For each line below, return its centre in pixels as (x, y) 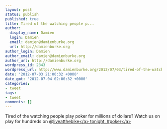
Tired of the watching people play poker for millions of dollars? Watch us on (83, 116)
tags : (11, 93)
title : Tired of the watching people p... (50, 24)
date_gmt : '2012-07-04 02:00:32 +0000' (46, 79)
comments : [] (19, 102)
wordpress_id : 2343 (25, 65)
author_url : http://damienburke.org (43, 61)
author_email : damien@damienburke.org (45, 56)
